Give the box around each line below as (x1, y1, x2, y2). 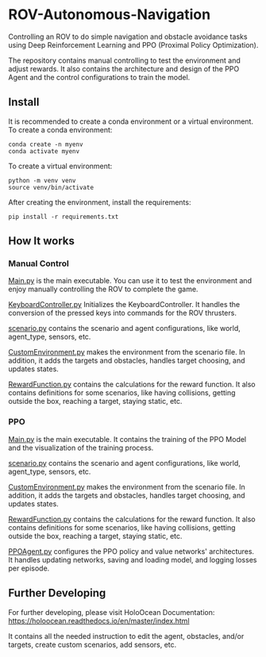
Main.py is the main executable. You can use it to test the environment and (8, 276, 253, 286)
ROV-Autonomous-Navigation (8, 6, 211, 24)
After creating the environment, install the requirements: (8, 197, 191, 207)
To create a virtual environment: (8, 161, 113, 171)
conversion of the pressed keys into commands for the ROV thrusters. (8, 308, 237, 318)
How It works (8, 234, 75, 248)
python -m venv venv (8, 176, 77, 184)
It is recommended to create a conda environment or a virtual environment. (8, 117, 254, 126)
